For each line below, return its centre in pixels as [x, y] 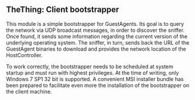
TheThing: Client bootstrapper [63, 10]
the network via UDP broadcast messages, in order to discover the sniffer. [95, 30]
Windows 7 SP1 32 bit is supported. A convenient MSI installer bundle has [95, 79]
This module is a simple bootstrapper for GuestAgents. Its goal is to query [95, 24]
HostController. [24, 55]
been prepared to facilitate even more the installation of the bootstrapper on [97, 85]
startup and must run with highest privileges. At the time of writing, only [93, 72]
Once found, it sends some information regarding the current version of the [97, 36]
